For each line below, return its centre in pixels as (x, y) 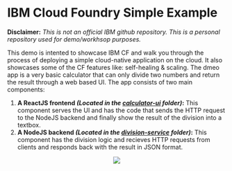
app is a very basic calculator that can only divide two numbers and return (114, 75)
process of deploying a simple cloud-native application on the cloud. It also (115, 60)
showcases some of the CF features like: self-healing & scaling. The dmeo (114, 67)
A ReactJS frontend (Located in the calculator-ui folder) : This (108, 102)
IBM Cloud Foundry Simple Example (112, 13)
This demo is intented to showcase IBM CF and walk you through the (106, 53)
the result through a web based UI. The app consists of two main (100, 82)
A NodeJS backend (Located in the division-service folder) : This (112, 132)
